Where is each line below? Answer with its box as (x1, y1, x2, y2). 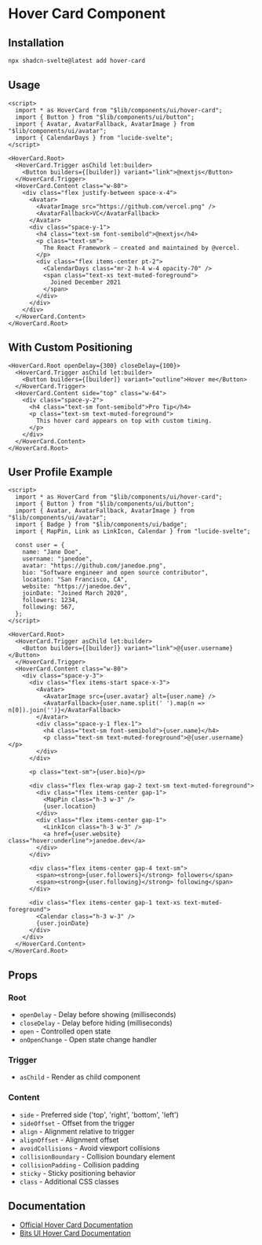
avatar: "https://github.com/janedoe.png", (22, 562, 167, 570)
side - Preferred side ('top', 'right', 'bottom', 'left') (19, 1110, 179, 1119)
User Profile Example (8, 465, 113, 479)
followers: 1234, (22, 597, 79, 604)
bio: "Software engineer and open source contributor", (22, 569, 209, 577)
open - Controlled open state (19, 1026, 111, 1036)
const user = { (15, 542, 65, 549)
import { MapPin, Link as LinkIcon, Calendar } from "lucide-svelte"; (15, 527, 251, 535)
